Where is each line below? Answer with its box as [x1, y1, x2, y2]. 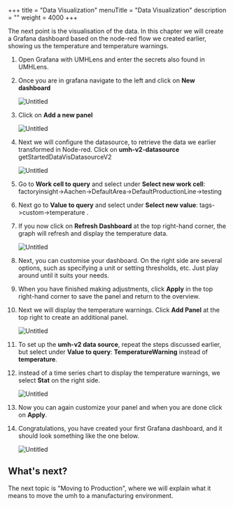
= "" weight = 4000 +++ [8, 13, 78, 22]
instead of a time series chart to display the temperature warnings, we [17, 369, 220, 377]
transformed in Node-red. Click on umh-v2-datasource [17, 145, 180, 153]
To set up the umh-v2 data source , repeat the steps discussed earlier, [17, 341, 222, 348]
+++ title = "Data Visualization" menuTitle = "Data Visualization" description [8, 6, 227, 14]
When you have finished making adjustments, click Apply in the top [17, 285, 213, 293]
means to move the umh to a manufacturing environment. [8, 491, 174, 499]
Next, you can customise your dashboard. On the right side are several [17, 257, 223, 264]
